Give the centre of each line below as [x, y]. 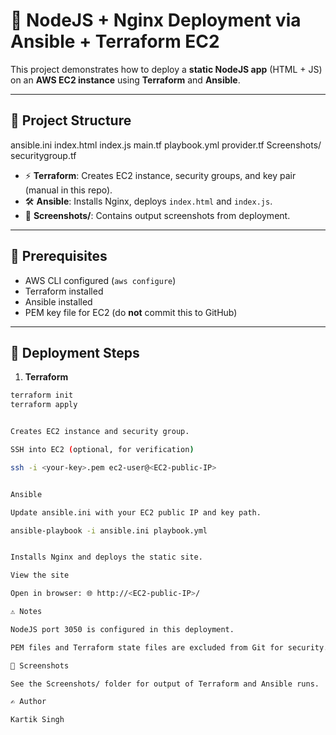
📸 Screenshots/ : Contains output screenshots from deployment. [157, 215]
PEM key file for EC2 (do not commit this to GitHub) [131, 312]
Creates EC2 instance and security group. [100, 432]
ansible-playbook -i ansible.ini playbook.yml [109, 530]
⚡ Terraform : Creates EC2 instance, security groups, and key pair [160, 175]
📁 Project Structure [71, 120]
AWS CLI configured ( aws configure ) [100, 280]
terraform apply [44, 405]
